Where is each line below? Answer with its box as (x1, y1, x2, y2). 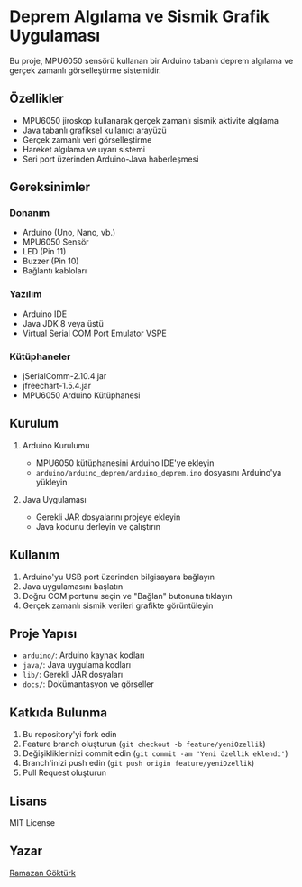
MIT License (9, 818, 56, 828)
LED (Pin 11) (22, 246, 67, 257)
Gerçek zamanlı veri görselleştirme (22, 134, 152, 145)
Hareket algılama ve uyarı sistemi (22, 143, 146, 154)
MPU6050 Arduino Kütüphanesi (22, 390, 141, 401)
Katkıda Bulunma (9, 705, 108, 720)
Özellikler (9, 91, 65, 106)
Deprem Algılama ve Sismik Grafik (9, 6, 270, 27)
